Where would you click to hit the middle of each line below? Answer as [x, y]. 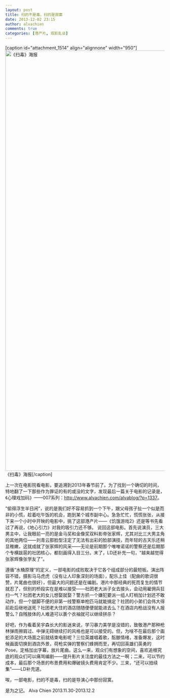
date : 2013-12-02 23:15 [30, 19]
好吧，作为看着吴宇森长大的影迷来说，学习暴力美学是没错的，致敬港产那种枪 [85, 625]
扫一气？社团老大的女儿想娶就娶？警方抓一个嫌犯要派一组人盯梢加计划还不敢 [85, 595]
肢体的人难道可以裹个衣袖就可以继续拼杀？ [72, 614]
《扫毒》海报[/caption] [29, 474]
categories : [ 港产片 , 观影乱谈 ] [37, 33]
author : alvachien [25, 24]
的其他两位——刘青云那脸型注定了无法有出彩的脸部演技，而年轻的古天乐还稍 [85, 540]
